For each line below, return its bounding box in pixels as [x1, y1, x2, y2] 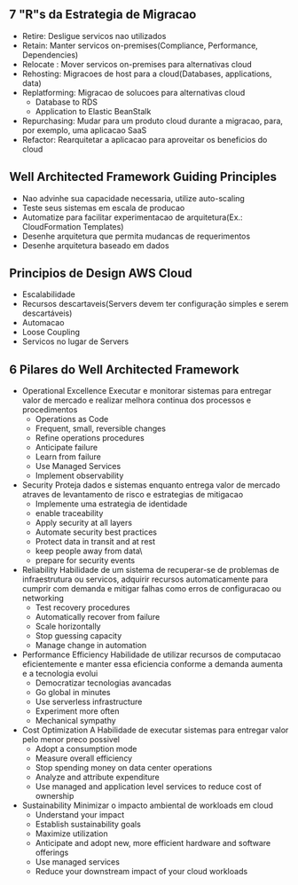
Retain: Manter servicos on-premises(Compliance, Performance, [21, 40, 259, 51]
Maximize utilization [35, 828, 108, 839]
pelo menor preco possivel [21, 734, 120, 745]
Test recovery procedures [35, 602, 130, 613]
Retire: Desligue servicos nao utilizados [21, 30, 167, 41]
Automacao [21, 317, 65, 328]
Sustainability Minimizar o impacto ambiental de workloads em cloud [21, 800, 273, 811]
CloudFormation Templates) [21, 221, 124, 231]
